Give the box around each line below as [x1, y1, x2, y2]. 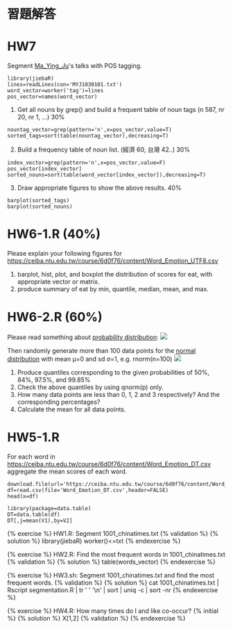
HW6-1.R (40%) [7, 227, 101, 242]
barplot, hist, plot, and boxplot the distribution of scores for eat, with [17, 270, 213, 279]
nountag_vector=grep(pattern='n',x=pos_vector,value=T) [7, 126, 172, 133]
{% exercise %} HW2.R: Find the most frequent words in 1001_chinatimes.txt [7, 550, 225, 558]
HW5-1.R [7, 430, 60, 446]
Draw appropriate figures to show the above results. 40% [17, 183, 182, 192]
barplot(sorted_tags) [7, 197, 70, 204]
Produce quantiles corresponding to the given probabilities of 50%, [17, 368, 210, 376]
